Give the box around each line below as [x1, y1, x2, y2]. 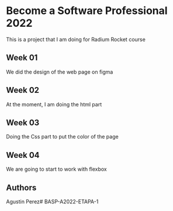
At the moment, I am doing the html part [6, 101, 102, 108]
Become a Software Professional [6, 4, 168, 18]
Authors [6, 182, 37, 192]
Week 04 [6, 150, 40, 160]
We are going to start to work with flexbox [6, 165, 107, 173]
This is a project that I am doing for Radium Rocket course [6, 36, 146, 43]
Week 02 [6, 85, 40, 95]
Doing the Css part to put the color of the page [6, 133, 119, 140]
